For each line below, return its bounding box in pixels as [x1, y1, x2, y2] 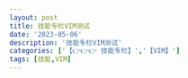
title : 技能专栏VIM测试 [9, 22, 90, 30]
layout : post [9, 13, 58, 22]
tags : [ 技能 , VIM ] [9, 55, 72, 64]
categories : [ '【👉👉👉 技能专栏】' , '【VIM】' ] [9, 47, 181, 56]
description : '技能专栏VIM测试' [9, 38, 123, 48]
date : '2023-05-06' [9, 30, 83, 39]
